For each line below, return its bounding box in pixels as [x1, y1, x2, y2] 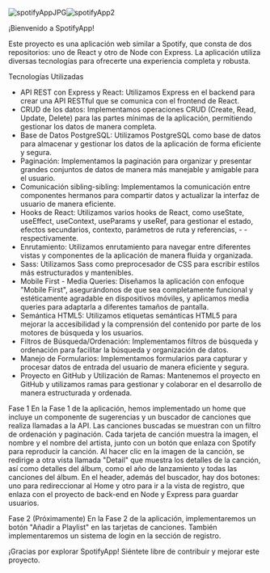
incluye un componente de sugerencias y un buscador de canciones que [8, 412, 251, 422]
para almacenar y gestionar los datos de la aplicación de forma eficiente [19, 139, 261, 149]
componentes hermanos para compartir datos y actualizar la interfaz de [19, 191, 260, 200]
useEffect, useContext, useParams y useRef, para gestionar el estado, [19, 217, 253, 225]
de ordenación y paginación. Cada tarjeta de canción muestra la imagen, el [8, 429, 259, 439]
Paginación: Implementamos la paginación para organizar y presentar [19, 156, 252, 166]
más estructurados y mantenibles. [19, 268, 134, 277]
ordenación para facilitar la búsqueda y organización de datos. [19, 345, 229, 355]
